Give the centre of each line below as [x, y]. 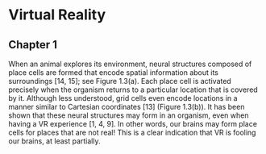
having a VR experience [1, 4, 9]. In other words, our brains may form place [133, 124]
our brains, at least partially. [54, 141]
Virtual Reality [57, 15]
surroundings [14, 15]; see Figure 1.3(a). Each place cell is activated [120, 81]
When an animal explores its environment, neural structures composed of [130, 64]
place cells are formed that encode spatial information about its [114, 73]
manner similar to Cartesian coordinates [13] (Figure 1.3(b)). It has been [127, 107]
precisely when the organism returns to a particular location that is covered [133, 89]
